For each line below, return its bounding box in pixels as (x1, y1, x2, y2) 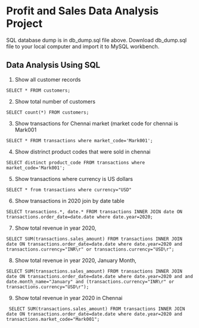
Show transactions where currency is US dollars (14, 175, 133, 182)
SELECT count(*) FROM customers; (6, 109, 89, 115)
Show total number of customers (14, 98, 96, 105)
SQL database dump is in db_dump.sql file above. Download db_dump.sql (6, 36, 187, 43)
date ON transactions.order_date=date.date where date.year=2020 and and (6, 273, 194, 279)
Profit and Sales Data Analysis (6, 4, 159, 18)
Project (6, 17, 43, 30)
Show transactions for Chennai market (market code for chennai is (14, 120, 179, 127)
